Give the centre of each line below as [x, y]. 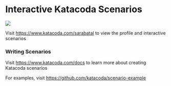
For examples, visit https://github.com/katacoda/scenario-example [76, 78]
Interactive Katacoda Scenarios [74, 9]
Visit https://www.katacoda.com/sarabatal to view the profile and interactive [85, 33]
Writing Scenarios [28, 51]
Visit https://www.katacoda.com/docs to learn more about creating [76, 63]
